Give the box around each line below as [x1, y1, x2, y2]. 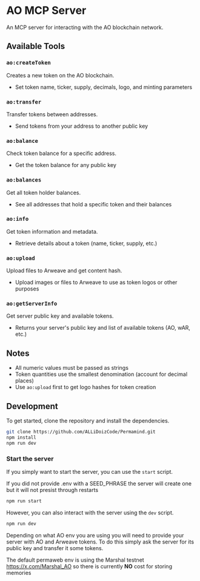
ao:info [6, 215, 29, 223]
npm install [6, 434, 36, 441]
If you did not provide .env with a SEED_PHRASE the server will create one [6, 479, 192, 487]
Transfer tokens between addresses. [6, 110, 98, 118]
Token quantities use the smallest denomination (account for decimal [15, 370, 188, 378]
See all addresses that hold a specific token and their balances [15, 200, 172, 208]
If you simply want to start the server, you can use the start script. [6, 468, 173, 475]
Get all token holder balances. [6, 189, 81, 196]
